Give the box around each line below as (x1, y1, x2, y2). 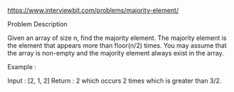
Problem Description (7, 20, 68, 28)
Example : (7, 63, 37, 71)
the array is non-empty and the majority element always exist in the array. (7, 49, 225, 57)
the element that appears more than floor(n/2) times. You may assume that (7, 41, 227, 49)
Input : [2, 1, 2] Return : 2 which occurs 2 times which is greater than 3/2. (7, 76, 222, 85)
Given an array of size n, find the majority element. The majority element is (7, 34, 227, 42)
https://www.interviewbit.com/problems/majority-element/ (7, 6, 179, 14)
